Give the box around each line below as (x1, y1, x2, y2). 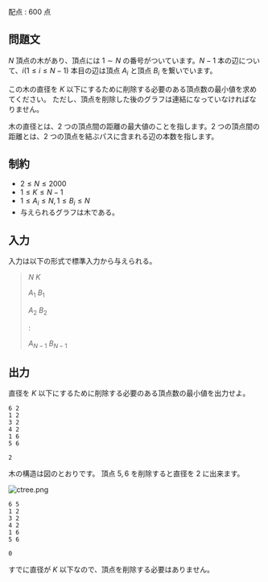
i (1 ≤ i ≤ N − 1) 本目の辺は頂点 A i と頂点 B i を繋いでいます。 (22, 65, 217, 77)
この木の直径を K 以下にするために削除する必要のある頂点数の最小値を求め (8, 84, 258, 94)
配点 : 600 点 (8, 7, 52, 16)
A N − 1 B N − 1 (27, 338, 68, 350)
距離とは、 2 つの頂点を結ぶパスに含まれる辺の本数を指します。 (8, 131, 219, 141)
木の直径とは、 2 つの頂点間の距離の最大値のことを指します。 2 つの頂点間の (8, 121, 260, 131)
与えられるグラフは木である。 (19, 207, 119, 217)
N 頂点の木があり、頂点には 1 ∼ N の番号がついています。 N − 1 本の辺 (8, 55, 239, 65)
